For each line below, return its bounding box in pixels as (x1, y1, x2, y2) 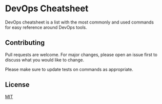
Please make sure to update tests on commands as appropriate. (5, 66, 133, 72)
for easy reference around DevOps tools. (5, 24, 87, 30)
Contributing (5, 39, 45, 47)
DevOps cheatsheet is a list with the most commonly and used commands (5, 19, 154, 25)
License (5, 80, 30, 89)
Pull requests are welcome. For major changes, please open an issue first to (5, 52, 158, 57)
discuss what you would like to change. (5, 57, 84, 63)
